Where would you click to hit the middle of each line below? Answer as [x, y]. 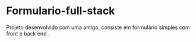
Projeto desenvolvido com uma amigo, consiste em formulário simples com [98, 27]
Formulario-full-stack [61, 11]
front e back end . [28, 33]
